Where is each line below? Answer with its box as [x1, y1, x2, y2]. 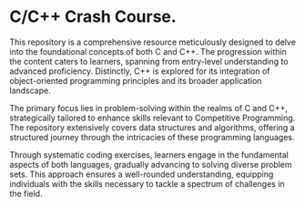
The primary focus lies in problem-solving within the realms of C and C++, [9, 102, 289, 113]
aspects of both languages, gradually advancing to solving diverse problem [9, 159, 293, 170]
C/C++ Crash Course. [9, 6, 178, 27]
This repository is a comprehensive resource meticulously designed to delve [9, 36, 296, 47]
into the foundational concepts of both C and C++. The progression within [9, 46, 287, 57]
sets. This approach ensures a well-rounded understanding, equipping [9, 169, 274, 180]
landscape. [9, 85, 52, 96]
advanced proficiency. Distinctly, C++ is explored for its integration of [9, 66, 270, 77]
